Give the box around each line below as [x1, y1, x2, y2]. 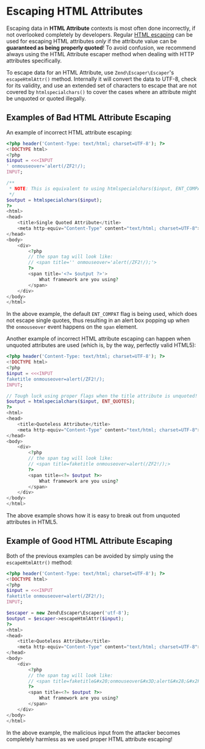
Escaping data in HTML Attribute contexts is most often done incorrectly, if [6, 24, 196, 32]
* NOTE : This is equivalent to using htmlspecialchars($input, [9, 185, 173, 192]
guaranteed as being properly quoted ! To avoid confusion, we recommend [6, 44, 196, 51]
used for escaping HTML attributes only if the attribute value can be [6, 37, 177, 45]
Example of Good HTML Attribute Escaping [6, 536, 173, 546]
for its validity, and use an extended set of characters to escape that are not [6, 81, 197, 89]
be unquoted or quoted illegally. [6, 95, 87, 102]
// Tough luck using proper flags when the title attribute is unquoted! [6, 393, 198, 399]
